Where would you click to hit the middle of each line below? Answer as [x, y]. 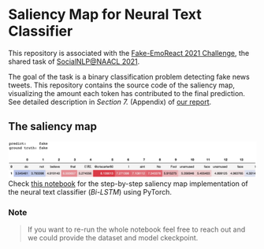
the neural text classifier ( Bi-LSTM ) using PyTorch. [90, 191]
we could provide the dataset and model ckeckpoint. [113, 237]
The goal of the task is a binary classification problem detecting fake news [129, 76]
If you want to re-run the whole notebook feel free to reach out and [136, 229]
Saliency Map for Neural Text [105, 15]
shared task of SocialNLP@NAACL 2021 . [74, 61]
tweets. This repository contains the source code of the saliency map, [121, 85]
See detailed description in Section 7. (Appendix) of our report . [110, 102]
